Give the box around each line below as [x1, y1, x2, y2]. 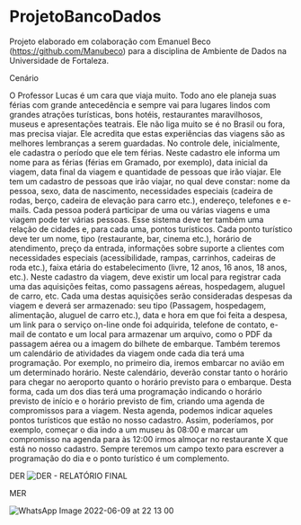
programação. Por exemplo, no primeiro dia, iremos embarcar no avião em [9, 357, 285, 368]
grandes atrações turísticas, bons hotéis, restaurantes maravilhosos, [9, 109, 263, 120]
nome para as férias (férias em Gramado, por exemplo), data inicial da [9, 156, 268, 167]
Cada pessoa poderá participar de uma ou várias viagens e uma [32, 204, 270, 215]
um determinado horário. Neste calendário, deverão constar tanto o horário [9, 367, 288, 378]
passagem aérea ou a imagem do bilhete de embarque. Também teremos [9, 338, 281, 349]
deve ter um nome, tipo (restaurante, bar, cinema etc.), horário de [9, 233, 252, 244]
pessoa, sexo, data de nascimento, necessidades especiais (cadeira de [9, 185, 274, 196]
